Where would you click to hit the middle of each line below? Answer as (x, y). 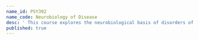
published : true (26, 28)
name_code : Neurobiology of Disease (52, 17)
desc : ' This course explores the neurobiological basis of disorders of (100, 22)
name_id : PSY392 (26, 11)
